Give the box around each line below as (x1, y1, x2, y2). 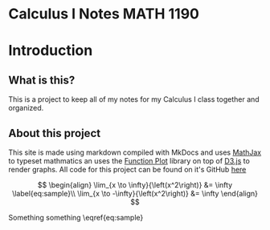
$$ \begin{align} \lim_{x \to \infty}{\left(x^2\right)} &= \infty (37, 180, 233, 189)
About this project (8, 126, 101, 140)
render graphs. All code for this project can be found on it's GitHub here (8, 165, 247, 174)
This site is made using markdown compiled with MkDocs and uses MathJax (8, 147, 262, 157)
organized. (8, 103, 44, 113)
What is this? (8, 73, 76, 87)
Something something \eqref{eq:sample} (8, 213, 144, 222)
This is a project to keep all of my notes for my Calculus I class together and (8, 95, 260, 104)
